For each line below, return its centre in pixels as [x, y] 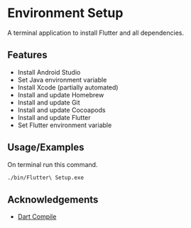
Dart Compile [37, 217]
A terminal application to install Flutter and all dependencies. [96, 33]
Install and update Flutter [54, 117]
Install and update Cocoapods [61, 110]
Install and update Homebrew [61, 94]
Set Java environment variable [62, 80]
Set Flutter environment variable [65, 125]
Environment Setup [65, 13]
